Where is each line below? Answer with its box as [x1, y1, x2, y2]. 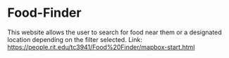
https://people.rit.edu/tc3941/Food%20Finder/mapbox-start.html [7, 43, 195, 51]
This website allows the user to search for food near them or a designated [7, 28, 222, 36]
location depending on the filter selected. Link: [7, 35, 142, 43]
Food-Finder [7, 5, 82, 21]
